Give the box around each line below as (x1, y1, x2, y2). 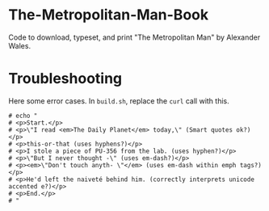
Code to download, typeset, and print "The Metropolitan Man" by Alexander (8, 32, 261, 42)
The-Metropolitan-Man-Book (8, 6, 208, 24)
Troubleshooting (8, 70, 123, 88)
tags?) (239, 161, 263, 169)
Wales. (8, 40, 31, 50)
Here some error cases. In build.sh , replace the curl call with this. (8, 95, 229, 106)
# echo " (8, 112, 38, 120)
